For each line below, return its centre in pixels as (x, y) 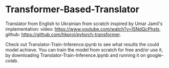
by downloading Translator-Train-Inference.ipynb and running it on (76, 55)
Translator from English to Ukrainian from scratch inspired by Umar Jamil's (84, 24)
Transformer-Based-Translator (72, 9)
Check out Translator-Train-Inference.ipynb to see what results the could (82, 44)
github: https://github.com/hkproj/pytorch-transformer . (63, 34)
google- (155, 55)
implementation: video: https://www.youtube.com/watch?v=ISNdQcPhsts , (83, 29)
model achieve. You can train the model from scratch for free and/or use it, (84, 50)
